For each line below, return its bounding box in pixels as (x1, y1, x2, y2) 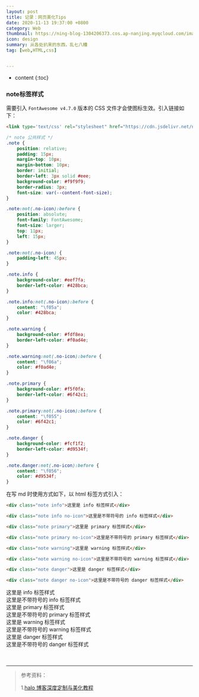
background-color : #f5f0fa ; (17, 386, 86, 392)
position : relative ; (17, 145, 68, 151)
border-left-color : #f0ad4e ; (17, 337, 89, 343)
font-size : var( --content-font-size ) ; (17, 189, 113, 196)
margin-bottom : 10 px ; (17, 162, 70, 168)
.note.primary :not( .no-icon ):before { (6, 408, 102, 414)
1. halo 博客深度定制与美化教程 (20, 684, 94, 692)
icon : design (6, 36, 38, 42)
